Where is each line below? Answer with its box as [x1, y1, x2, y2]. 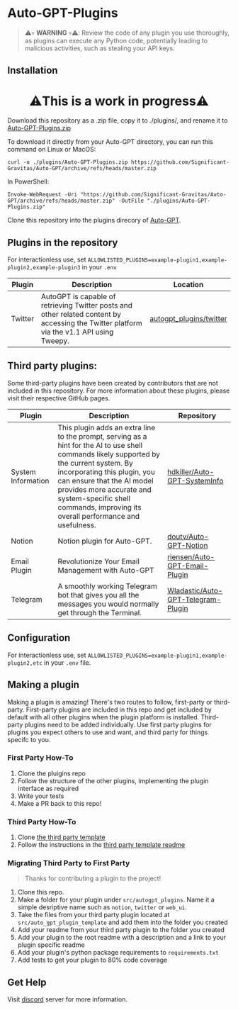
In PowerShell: [7, 177, 50, 186]
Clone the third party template [17, 833, 106, 841]
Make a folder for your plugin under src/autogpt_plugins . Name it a [17, 895, 215, 904]
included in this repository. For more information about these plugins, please [7, 386, 230, 395]
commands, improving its [57, 502, 142, 512]
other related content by [40, 310, 122, 320]
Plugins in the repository [7, 236, 118, 249]
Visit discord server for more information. [7, 995, 127, 1004]
